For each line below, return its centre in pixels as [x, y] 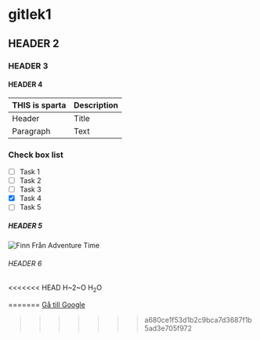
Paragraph [31, 131]
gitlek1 [30, 15]
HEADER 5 [25, 225]
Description [96, 105]
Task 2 [30, 181]
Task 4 [30, 199]
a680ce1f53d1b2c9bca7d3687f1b [198, 320]
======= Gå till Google [47, 305]
